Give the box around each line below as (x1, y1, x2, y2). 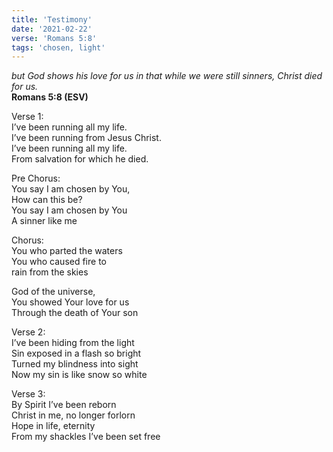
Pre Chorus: (11, 172, 61, 185)
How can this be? (11, 194, 83, 206)
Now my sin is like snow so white (11, 369, 148, 381)
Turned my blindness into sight (11, 358, 139, 370)
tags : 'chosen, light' (11, 42, 106, 53)
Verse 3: (11, 388, 46, 400)
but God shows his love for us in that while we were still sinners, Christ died (11, 70, 323, 82)
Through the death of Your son (11, 307, 139, 319)
